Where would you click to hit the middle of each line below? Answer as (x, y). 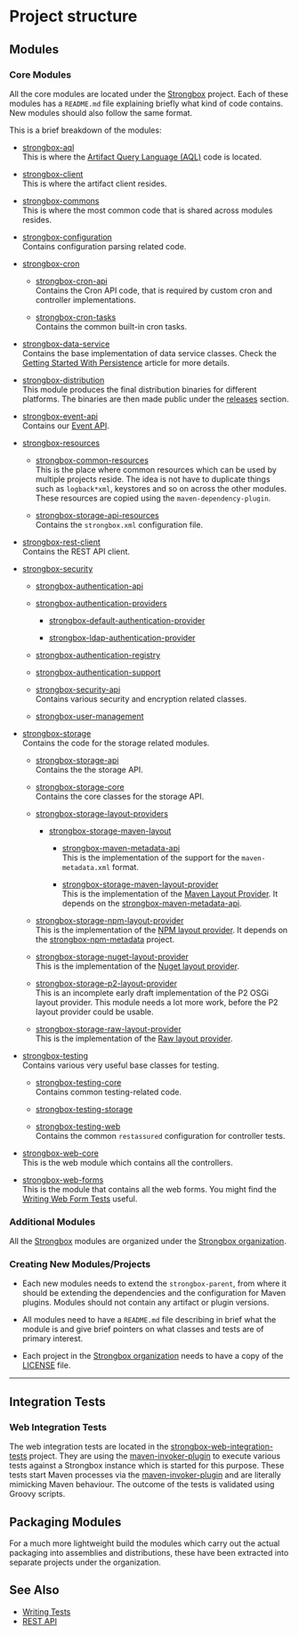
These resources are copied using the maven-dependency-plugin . (153, 498)
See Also (34, 1590)
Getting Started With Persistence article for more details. (125, 362)
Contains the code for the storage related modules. (116, 743)
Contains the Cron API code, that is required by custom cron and (154, 290)
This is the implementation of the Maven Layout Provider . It (170, 893)
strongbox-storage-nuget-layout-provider (112, 956)
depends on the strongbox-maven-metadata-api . (152, 903)
